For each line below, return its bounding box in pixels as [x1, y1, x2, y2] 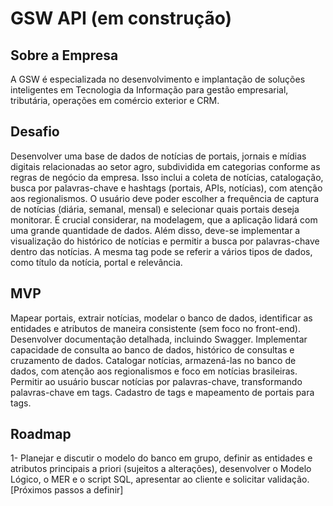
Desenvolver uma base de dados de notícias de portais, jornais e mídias [10, 150, 307, 162]
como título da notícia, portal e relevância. [10, 256, 183, 268]
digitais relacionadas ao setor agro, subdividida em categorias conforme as [10, 160, 321, 172]
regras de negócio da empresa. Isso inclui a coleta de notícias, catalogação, [10, 171, 324, 183]
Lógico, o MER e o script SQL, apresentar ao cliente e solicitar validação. [10, 473, 310, 486]
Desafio [10, 123, 60, 141]
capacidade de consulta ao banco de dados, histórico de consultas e [10, 343, 295, 356]
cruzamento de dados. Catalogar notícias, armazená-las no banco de [10, 354, 297, 366]
